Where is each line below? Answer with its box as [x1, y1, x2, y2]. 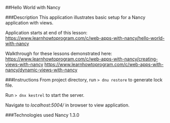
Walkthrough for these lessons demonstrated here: [5, 51, 112, 56]
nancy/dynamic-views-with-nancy [5, 67, 78, 73]
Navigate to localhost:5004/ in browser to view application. [5, 102, 130, 108]
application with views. [5, 20, 54, 26]
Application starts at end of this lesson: [5, 30, 88, 35]
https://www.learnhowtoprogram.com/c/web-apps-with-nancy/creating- [5, 56, 158, 62]
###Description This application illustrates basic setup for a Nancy [5, 14, 145, 20]
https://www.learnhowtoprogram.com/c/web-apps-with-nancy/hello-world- [5, 35, 165, 41]
